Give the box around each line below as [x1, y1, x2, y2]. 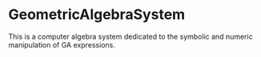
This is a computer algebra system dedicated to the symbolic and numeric [8, 32, 254, 41]
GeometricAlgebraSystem [8, 6, 186, 24]
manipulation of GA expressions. [8, 40, 116, 49]
